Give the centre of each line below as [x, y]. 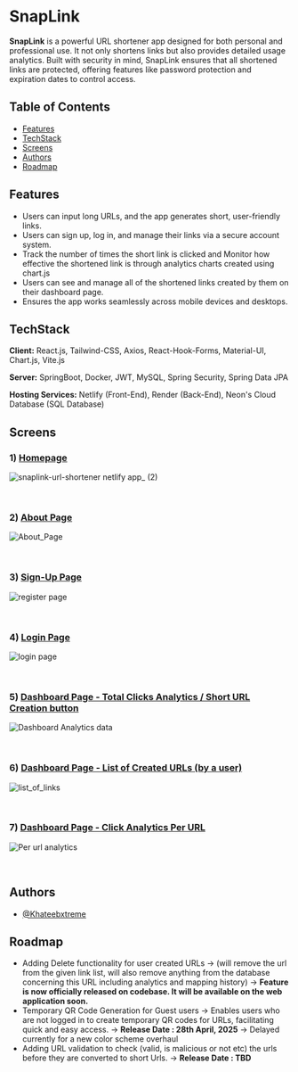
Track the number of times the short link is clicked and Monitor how [146, 254]
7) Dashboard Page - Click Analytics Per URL [108, 828]
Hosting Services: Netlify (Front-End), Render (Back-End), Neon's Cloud [143, 395]
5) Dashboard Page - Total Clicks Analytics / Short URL [130, 697]
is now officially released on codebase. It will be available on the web [152, 992]
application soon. [55, 1002]
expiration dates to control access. [72, 78]
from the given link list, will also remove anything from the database [146, 973]
